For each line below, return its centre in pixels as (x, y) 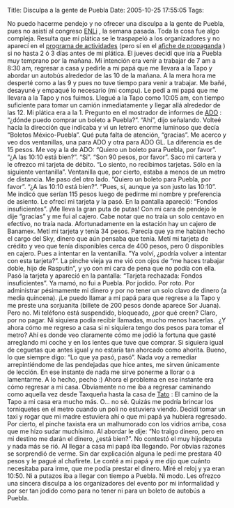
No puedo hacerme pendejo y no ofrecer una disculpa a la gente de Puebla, (116, 23)
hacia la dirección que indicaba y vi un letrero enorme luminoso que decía (113, 127)
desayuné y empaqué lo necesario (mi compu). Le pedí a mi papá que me (113, 90)
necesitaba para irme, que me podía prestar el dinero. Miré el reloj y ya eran (116, 468)
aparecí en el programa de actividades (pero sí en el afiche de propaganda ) (116, 46)
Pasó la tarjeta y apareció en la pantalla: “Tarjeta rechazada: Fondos (105, 276)
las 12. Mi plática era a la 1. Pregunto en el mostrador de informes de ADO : (115, 112)
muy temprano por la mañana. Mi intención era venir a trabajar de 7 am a (111, 61)
